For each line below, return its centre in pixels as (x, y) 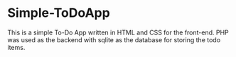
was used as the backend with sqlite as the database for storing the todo (114, 39)
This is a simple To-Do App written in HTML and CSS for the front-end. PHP (118, 32)
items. (16, 47)
